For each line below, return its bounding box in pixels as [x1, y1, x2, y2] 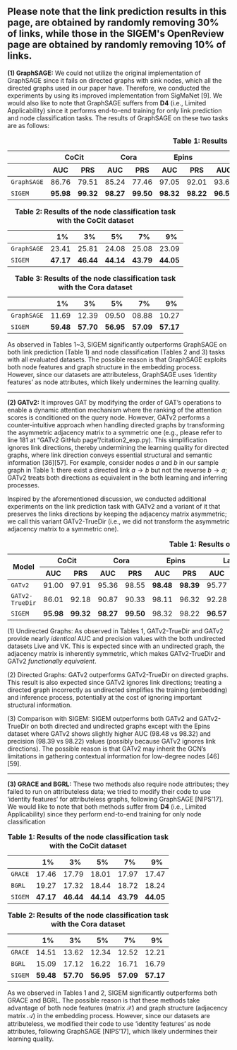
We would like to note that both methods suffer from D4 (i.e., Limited [7, 802, 207, 811]
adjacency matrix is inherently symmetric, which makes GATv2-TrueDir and [7, 649, 226, 657]
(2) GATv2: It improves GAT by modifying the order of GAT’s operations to [7, 398, 222, 406]
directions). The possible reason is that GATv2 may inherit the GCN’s [7, 744, 207, 753]
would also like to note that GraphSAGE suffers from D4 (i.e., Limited [7, 98, 207, 107]
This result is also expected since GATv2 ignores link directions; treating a [7, 678, 222, 686]
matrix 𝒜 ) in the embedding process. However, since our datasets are [7, 1011, 210, 1020]
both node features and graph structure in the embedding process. [7, 362, 202, 371]
